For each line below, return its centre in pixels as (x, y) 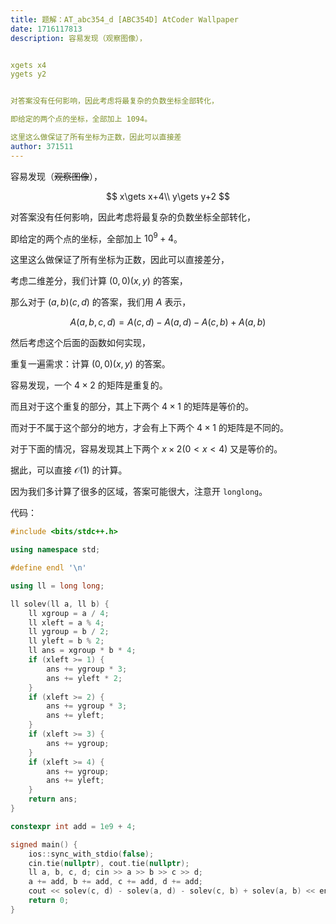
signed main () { (44, 844)
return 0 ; (49, 901)
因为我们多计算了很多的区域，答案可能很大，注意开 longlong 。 (139, 492)
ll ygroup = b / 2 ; (69, 632)
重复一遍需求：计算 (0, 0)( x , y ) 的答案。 (90, 364)
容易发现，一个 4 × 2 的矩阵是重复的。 (89, 385)
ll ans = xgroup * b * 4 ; (82, 651)
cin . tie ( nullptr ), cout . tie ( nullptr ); (109, 863)
